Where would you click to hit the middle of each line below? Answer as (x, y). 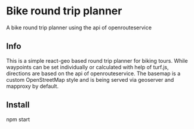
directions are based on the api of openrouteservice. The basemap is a (93, 73)
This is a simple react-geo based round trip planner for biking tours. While (97, 60)
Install (18, 105)
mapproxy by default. (32, 86)
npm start (18, 119)
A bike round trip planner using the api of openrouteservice (79, 27)
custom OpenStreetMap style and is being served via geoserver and (90, 79)
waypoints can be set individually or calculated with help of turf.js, (87, 67)
